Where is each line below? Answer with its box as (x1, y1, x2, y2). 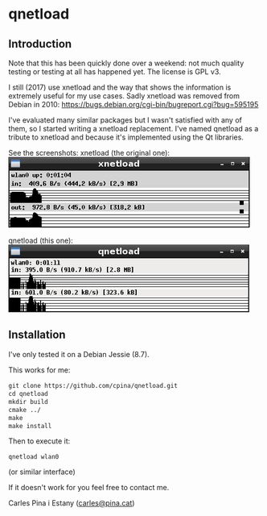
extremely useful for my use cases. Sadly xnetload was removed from (8, 91, 240, 101)
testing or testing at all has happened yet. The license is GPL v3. (8, 67, 221, 77)
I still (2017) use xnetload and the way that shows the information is (8, 82, 232, 92)
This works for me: (8, 364, 71, 375)
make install (8, 422, 52, 430)
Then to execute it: (8, 436, 71, 446)
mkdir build (8, 397, 48, 406)
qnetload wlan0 (8, 452, 60, 460)
